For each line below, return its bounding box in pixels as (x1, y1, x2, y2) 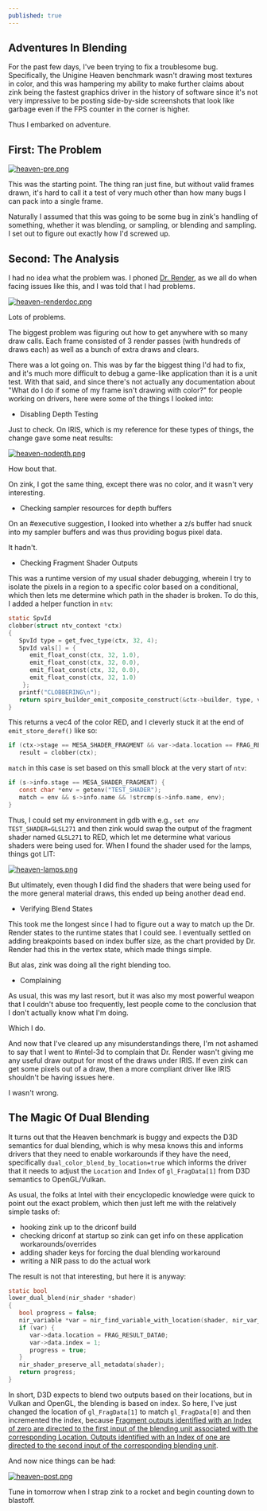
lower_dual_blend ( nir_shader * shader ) (8, 1294, 137, 1302)
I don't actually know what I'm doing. (8, 1008, 129, 1017)
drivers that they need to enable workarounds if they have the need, (8, 1149, 231, 1158)
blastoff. (8, 1495, 36, 1505)
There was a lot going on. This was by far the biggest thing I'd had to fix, (8, 360, 246, 370)
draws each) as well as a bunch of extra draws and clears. (8, 345, 199, 354)
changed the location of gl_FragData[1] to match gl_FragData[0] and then (8, 1407, 252, 1416)
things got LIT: (8, 849, 56, 858)
